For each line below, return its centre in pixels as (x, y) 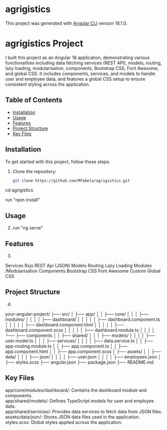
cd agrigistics (19, 190)
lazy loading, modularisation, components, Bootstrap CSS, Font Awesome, (82, 68)
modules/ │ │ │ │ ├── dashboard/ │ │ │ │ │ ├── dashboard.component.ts (83, 319)
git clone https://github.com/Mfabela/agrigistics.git (71, 181)
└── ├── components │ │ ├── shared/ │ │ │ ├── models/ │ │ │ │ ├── (80, 335)
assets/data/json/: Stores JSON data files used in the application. (73, 417)
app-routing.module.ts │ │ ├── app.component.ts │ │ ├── (66, 346)
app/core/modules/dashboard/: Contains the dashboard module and (76, 390)
